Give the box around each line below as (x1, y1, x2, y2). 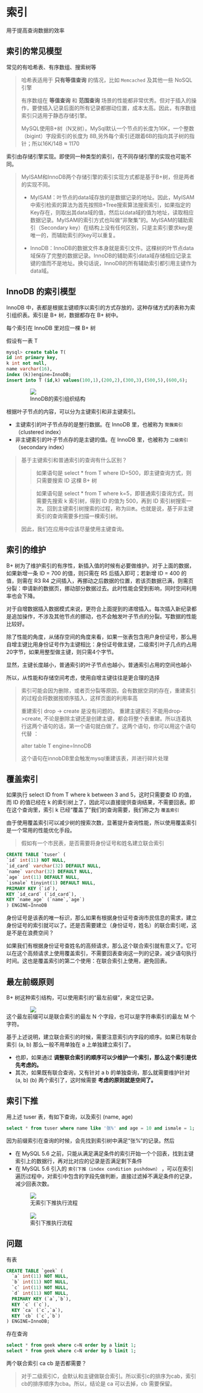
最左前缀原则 (6, 976, 54, 987)
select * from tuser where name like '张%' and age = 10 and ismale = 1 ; (6, 1125, 195, 1131)
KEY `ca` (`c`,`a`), (11, 1307, 63, 1313)
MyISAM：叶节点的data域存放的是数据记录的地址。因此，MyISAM (30, 193, 195, 200)
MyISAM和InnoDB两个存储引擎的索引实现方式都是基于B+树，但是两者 (21, 173, 195, 180)
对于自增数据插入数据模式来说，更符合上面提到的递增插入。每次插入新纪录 (6, 605, 192, 612)
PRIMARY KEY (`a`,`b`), (11, 1295, 71, 1302)
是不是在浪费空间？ (6, 929, 54, 936)
